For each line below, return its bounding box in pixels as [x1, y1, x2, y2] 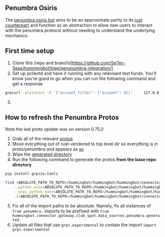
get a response [12, 80, 43, 86]
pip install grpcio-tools [5, 171, 58, 176]
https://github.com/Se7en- [72, 60, 126, 66]
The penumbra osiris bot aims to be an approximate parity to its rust [5, 17, 143, 23]
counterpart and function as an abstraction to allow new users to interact [5, 22, 153, 28]
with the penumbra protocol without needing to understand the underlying [5, 27, 155, 33]
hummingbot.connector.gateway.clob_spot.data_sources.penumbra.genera [12, 213, 160, 218]
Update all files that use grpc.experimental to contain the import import [12, 222, 157, 228]
